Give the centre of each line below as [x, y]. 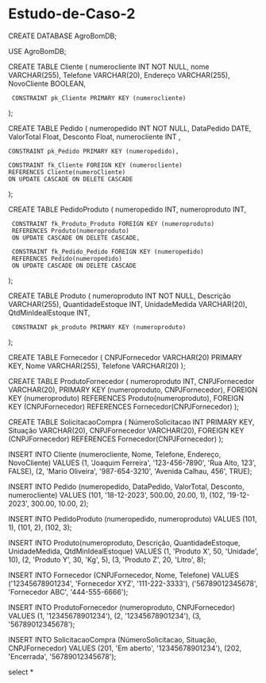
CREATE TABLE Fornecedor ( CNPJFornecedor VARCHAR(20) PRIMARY [125, 357]
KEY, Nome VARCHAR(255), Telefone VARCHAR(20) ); [97, 366]
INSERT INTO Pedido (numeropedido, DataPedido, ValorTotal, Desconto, [126, 487]
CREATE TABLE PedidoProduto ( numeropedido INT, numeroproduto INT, [127, 209]
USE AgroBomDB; [37, 51]
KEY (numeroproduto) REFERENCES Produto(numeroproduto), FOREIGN [126, 398]
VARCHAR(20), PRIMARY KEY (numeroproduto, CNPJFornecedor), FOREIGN [133, 390]
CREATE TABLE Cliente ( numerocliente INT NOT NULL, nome [109, 66]
